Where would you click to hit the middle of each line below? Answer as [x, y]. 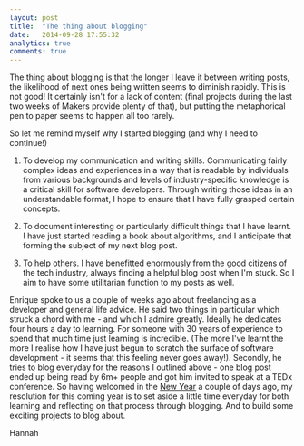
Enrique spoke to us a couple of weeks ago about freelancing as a [133, 300]
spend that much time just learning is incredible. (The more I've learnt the [147, 339]
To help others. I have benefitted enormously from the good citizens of [155, 263]
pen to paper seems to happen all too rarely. [92, 116]
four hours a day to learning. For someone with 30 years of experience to [146, 329]
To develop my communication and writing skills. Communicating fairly [155, 160]
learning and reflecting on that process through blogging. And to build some [152, 406]
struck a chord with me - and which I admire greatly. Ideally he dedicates [146, 319]
